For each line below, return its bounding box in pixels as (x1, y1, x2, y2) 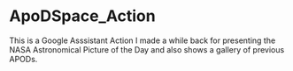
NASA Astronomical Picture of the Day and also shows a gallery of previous (9, 44, 285, 54)
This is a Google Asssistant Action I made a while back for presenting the (9, 35, 276, 46)
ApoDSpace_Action (9, 6, 157, 26)
